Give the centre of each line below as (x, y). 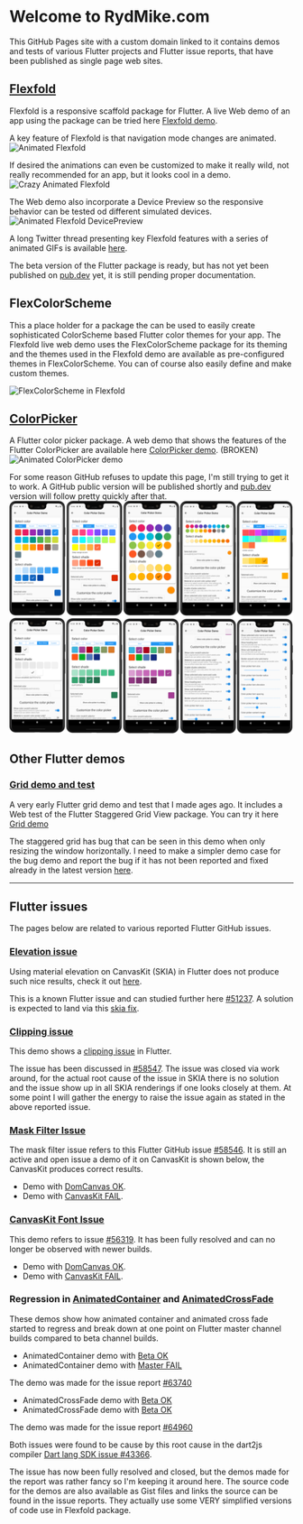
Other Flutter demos (67, 759)
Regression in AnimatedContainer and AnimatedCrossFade (142, 1299)
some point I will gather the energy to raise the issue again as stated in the (147, 1097)
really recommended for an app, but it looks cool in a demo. (120, 174)
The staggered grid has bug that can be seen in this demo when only (138, 841)
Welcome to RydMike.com (110, 17)
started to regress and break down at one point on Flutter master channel (146, 1328)
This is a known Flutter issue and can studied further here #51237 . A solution (151, 998)
